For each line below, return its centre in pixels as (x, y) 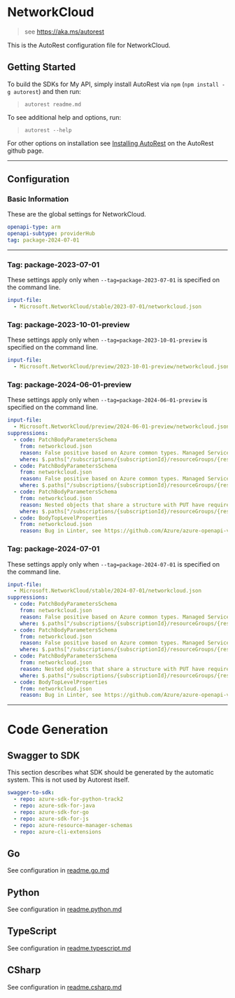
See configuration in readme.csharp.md (65, 987)
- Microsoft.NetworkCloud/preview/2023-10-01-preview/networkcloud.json (122, 367)
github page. (26, 151)
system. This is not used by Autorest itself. (68, 780)
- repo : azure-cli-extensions (57, 832)
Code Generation (58, 730)
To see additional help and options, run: (64, 117)
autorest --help (48, 130)
